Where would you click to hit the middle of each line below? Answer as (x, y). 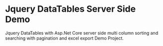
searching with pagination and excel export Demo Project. (65, 38)
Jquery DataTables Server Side (70, 9)
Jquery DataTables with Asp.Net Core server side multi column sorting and (82, 33)
